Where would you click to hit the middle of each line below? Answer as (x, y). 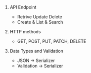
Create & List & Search (40, 22)
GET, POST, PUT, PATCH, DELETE (52, 41)
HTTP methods (25, 32)
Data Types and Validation (36, 51)
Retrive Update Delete (40, 17)
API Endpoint (23, 7)
